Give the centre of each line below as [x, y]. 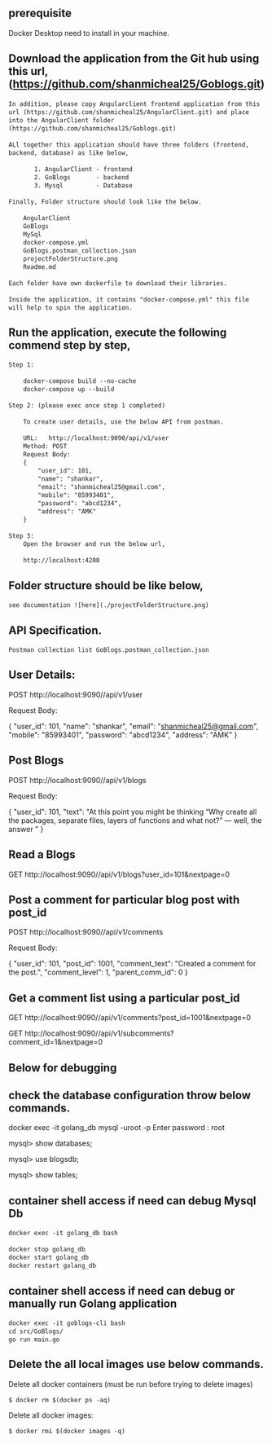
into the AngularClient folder [61, 120]
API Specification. [55, 630]
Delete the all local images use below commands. [136, 1364]
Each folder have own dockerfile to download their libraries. [118, 283]
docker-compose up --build [69, 389]
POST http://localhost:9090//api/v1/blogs [77, 780]
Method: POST [45, 447]
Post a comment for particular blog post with [124, 900]
